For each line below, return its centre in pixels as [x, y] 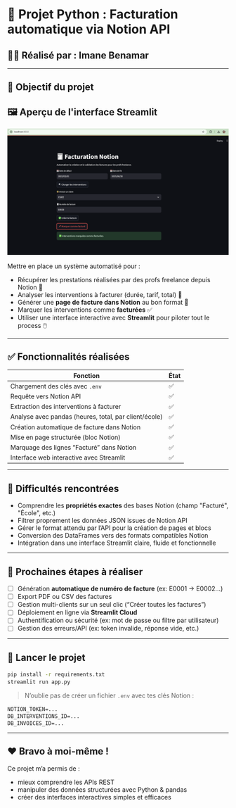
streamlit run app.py [39, 682]
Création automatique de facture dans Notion [76, 427]
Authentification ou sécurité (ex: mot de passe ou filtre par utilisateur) [118, 620]
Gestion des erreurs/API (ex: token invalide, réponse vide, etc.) [108, 629]
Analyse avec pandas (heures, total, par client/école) [86, 417]
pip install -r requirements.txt [56, 675]
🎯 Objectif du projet [51, 87]
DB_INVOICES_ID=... [36, 724]
